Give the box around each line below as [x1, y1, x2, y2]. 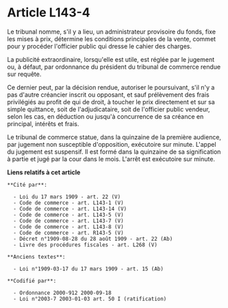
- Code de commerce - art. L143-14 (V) [13, 205, 127, 212]
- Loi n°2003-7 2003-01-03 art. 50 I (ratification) [13, 295, 167, 303]
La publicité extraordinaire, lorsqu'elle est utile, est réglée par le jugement [7, 55, 215, 63]
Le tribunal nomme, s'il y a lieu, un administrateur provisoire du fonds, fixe [7, 27, 216, 36]
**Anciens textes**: [7, 253, 66, 260]
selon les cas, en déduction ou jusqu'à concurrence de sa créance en [7, 112, 204, 121]
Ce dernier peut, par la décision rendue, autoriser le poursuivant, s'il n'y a [7, 83, 215, 91]
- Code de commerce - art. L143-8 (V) [13, 223, 125, 230]
